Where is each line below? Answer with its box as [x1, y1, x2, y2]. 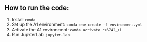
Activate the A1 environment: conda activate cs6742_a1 [11, 26, 122, 32]
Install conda [11, 16, 36, 22]
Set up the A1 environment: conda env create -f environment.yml [11, 21, 143, 27]
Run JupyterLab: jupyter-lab [11, 31, 70, 37]
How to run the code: [4, 4, 69, 12]
